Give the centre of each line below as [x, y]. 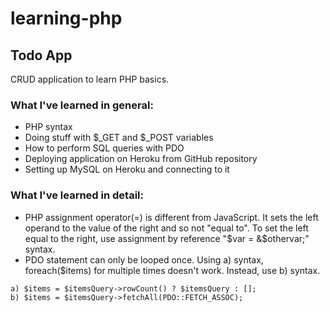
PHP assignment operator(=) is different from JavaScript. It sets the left [171, 217]
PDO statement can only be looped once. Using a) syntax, [144, 259]
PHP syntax [48, 127]
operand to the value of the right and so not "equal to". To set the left [166, 228]
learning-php [66, 18]
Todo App [41, 55]
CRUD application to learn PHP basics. [90, 79]
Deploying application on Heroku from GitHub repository [141, 159]
